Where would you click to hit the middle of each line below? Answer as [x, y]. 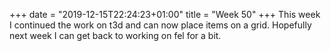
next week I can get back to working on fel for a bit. [115, 35]
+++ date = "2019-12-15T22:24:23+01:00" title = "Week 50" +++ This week [165, 14]
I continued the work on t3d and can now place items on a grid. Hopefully [160, 25]
